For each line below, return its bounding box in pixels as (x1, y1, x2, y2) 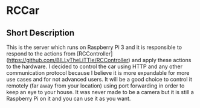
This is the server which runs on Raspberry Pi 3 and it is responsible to (6, 43, 182, 51)
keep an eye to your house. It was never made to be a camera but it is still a (6, 89, 195, 95)
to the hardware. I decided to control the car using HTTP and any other (6, 63, 183, 70)
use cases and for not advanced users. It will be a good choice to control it (6, 76, 192, 83)
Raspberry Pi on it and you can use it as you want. (6, 95, 131, 102)
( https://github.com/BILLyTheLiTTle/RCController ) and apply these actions (6, 57, 192, 63)
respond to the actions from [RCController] (6, 50, 113, 57)
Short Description (6, 28, 75, 38)
